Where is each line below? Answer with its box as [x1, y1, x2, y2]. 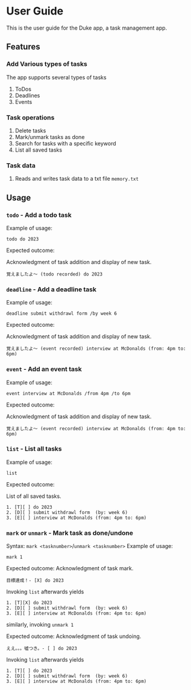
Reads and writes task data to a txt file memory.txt [14, 175, 139, 182]
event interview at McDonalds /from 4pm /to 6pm [6, 390, 131, 396]
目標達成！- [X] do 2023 [6, 578, 64, 584]
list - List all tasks [6, 445, 62, 453]
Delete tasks [14, 127, 46, 134]
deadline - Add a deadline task [6, 285, 97, 294]
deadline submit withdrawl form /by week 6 [6, 311, 117, 317]
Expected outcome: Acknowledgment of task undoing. [6, 633, 142, 640]
